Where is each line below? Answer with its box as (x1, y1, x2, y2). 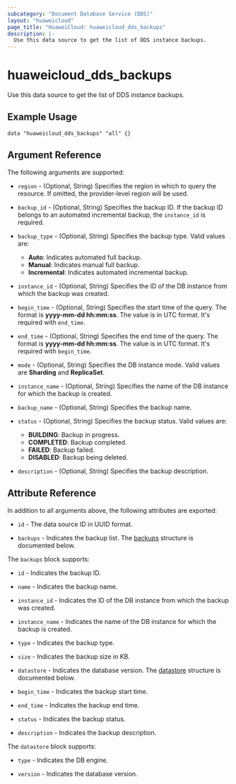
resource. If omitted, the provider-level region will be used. (17, 189, 189, 198)
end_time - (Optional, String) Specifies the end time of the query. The (17, 331, 218, 340)
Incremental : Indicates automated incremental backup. (28, 268, 189, 276)
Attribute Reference (7, 487, 97, 499)
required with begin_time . (17, 346, 92, 355)
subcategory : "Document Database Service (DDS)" (7, 10, 153, 18)
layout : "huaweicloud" (7, 17, 74, 24)
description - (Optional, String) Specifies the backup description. (17, 467, 208, 475)
